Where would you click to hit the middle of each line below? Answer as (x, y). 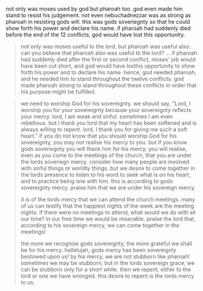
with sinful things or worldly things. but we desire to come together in (108, 168)
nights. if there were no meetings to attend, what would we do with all (108, 212)
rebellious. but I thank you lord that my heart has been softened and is (109, 123)
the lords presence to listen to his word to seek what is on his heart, (105, 175)
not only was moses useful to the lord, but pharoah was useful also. (105, 46)
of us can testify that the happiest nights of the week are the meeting (107, 206)
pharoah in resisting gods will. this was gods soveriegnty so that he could (98, 22)
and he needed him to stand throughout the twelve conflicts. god (102, 79)
